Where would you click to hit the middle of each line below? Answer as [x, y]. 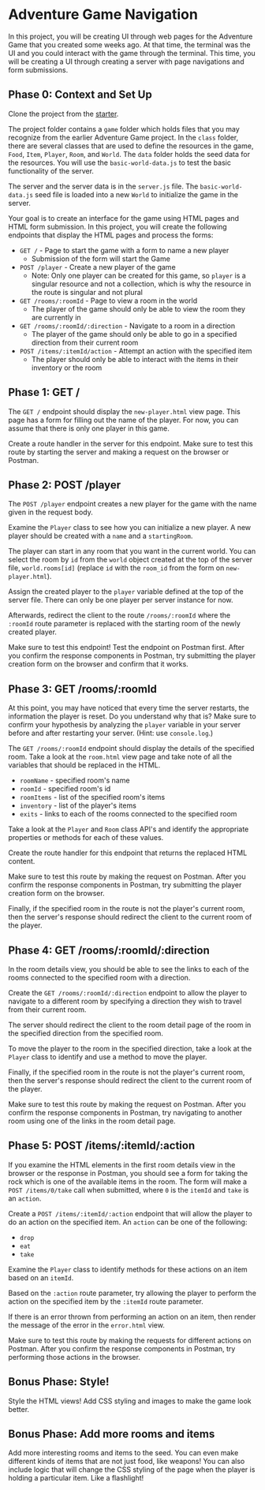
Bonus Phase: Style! [59, 1382]
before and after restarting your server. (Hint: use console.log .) [111, 733]
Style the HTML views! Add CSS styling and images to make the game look [130, 1401]
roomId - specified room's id [65, 789]
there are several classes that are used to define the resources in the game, [131, 146]
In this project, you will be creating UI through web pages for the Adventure [131, 36]
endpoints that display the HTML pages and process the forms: [111, 235]
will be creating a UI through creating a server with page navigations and [126, 62]
